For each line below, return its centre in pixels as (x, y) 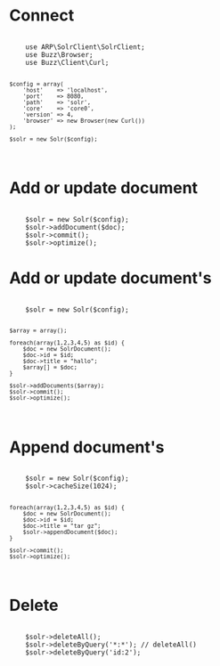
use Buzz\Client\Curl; (67, 62)
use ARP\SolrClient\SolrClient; (85, 47)
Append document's (87, 447)
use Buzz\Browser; (59, 54)
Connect (42, 16)
